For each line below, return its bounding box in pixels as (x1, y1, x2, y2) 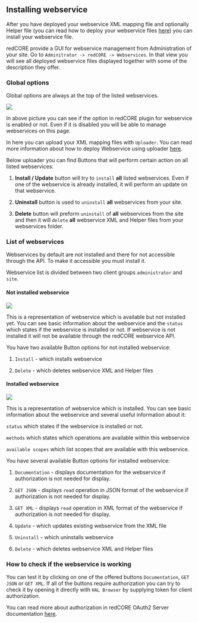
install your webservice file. (6, 33, 74, 40)
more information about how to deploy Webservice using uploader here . (6, 145, 183, 152)
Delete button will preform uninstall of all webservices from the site (14, 210, 184, 218)
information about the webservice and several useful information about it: (6, 411, 186, 418)
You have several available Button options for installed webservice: (6, 457, 171, 464)
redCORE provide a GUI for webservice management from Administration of (6, 45, 192, 52)
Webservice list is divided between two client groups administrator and (6, 269, 183, 276)
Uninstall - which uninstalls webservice (14, 533, 114, 540)
